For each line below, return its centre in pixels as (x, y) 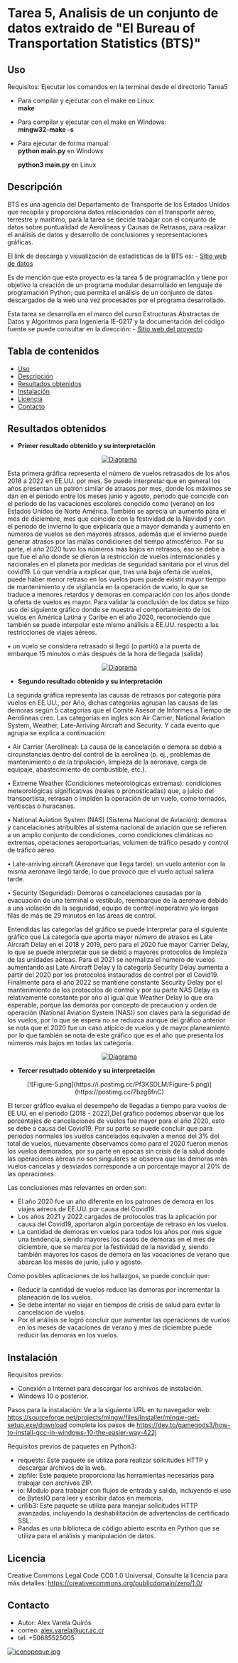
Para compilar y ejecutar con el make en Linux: (86, 100)
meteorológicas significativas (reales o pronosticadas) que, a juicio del (111, 791)
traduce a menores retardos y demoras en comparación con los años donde (119, 595)
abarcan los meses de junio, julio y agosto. (80, 1262)
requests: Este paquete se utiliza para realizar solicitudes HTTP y (113, 1460)
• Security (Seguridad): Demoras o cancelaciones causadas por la (104, 893)
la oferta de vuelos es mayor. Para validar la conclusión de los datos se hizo (118, 602)
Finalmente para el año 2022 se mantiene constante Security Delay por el (115, 983)
